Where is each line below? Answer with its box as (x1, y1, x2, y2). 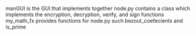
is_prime (5, 23, 26, 30)
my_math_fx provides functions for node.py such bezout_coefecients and (5, 17, 183, 24)
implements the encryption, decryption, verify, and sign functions (5, 11, 164, 18)
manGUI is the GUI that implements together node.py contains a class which (5, 5, 191, 12)
